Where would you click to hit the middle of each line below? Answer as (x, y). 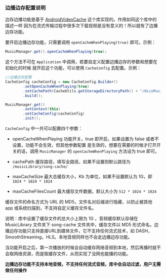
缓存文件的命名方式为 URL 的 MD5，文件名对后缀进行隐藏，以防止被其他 (79, 202)
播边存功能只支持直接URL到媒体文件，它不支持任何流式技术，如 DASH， (79, 231)
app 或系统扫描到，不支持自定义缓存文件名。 (51, 208)
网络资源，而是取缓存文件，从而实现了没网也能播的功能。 (72, 254)
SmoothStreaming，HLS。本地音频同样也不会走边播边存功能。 (69, 237)
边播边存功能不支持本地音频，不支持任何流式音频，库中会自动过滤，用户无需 (83, 264)
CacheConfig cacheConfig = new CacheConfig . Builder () (62, 82)
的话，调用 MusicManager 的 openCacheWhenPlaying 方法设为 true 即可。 (88, 151)
